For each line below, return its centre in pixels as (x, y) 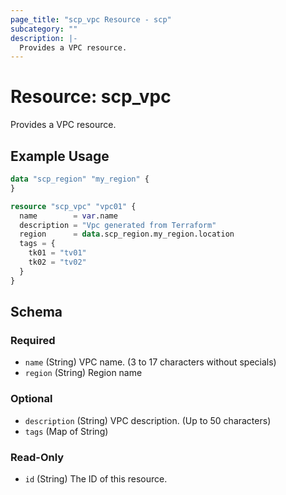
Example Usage (60, 156)
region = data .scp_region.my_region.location (127, 234)
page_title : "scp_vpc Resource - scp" (91, 19)
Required (33, 340)
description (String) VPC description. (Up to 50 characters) (148, 420)
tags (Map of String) (66, 431)
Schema (36, 312)
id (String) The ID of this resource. (96, 478)
